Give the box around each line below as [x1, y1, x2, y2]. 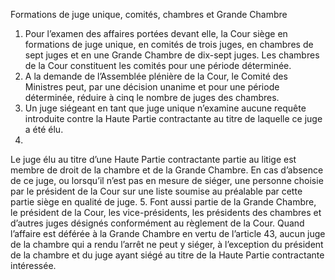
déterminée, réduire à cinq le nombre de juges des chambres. [24, 92, 280, 103]
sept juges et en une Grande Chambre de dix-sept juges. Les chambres [24, 49, 320, 61]
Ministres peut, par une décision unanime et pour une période [24, 81, 280, 93]
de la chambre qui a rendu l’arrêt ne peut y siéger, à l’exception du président [10, 239, 324, 250]
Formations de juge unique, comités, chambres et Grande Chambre [10, 9, 288, 20]
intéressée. [10, 260, 57, 271]
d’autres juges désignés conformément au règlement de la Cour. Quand [10, 217, 305, 229]
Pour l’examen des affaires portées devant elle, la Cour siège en [24, 28, 288, 39]
